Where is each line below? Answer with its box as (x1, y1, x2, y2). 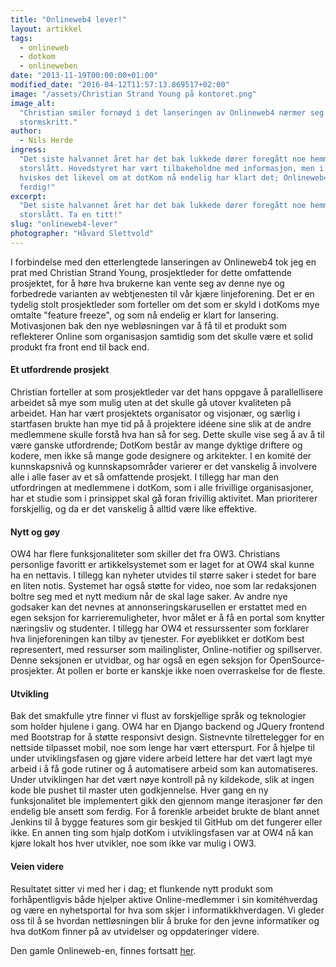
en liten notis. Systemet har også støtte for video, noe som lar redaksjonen (10, 580, 317, 592)
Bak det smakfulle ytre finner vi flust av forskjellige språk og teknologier (10, 710, 307, 722)
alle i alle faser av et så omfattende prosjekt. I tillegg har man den (10, 471, 279, 483)
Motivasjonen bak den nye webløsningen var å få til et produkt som (10, 319, 287, 331)
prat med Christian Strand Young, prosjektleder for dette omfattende (10, 266, 292, 278)
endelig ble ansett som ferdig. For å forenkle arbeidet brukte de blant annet (10, 806, 320, 818)
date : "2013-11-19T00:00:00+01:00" (10, 71, 159, 81)
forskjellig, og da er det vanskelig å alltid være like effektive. (10, 502, 258, 515)
